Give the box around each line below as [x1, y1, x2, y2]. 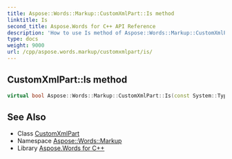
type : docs [7, 36, 39, 43]
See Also [7, 111, 46, 123]
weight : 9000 [7, 42, 45, 49]
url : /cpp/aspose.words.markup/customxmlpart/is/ [7, 49, 153, 56]
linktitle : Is [7, 17, 48, 23]
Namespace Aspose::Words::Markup [17, 137, 122, 145]
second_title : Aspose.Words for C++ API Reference [7, 23, 156, 30]
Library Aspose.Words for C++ [17, 144, 105, 152]
